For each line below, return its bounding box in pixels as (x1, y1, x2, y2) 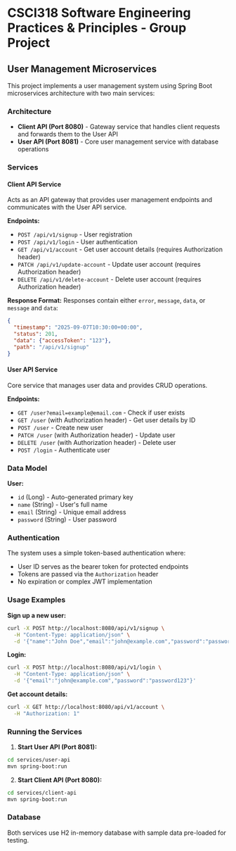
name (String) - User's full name (17, 500, 107, 509)
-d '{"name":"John (13, 638, 68, 645)
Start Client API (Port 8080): (17, 776, 103, 784)
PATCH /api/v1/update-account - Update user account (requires (17, 260, 202, 269)
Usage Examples (7, 595, 66, 605)
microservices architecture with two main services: (7, 89, 155, 97)
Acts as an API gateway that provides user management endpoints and (7, 196, 213, 204)
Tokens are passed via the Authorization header (17, 570, 159, 579)
